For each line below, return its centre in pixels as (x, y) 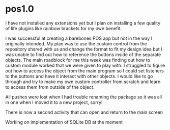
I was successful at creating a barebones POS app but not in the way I (79, 38)
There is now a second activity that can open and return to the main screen (84, 112)
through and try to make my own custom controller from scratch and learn (83, 82)
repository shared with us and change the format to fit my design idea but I (84, 49)
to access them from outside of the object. (50, 87)
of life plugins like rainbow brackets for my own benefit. (64, 28)
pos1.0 (20, 9)
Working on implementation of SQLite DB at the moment (64, 122)
